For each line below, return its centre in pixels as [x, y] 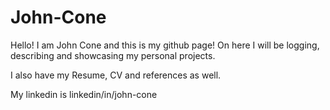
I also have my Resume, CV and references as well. [116, 75]
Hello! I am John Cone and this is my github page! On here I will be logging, [165, 45]
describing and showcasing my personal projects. [113, 55]
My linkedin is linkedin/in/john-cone [84, 94]
